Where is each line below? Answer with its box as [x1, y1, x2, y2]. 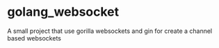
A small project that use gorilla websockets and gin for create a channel [7, 27, 213, 35]
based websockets [7, 34, 61, 42]
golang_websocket [7, 4, 120, 20]
